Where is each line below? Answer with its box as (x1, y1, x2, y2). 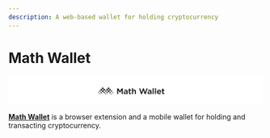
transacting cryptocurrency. (8, 120, 102, 130)
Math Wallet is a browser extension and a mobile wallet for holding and (8, 111, 246, 121)
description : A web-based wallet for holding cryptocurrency (8, 13, 219, 21)
